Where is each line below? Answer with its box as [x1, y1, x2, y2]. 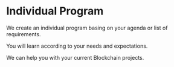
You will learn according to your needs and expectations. [6, 42, 148, 49]
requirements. [6, 30, 41, 37]
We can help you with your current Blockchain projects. [6, 54, 144, 61]
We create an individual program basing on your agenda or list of [6, 24, 168, 31]
